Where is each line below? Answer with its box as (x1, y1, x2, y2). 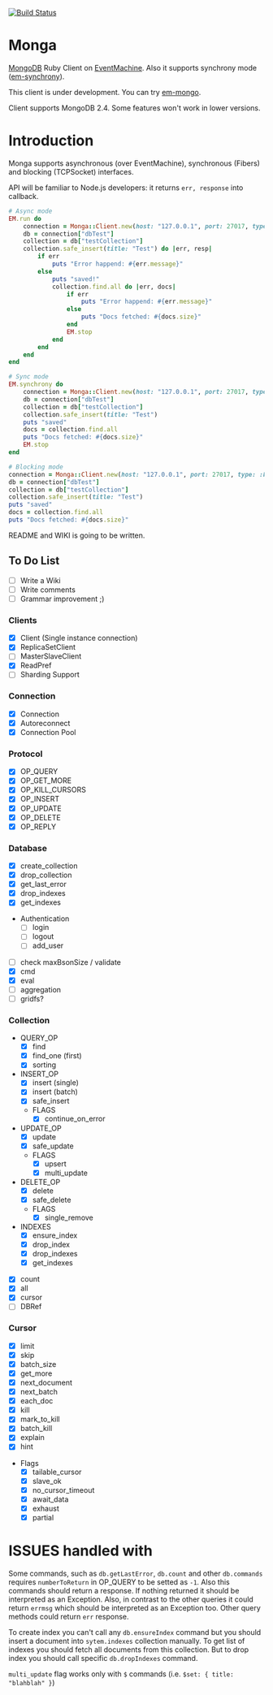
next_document (19, 1377, 73, 1388)
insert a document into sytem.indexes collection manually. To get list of (8, 1636, 245, 1645)
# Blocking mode (8, 463, 63, 471)
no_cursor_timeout (32, 1485, 95, 1494)
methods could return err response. (8, 1611, 129, 1621)
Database (8, 842, 47, 854)
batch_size (19, 1359, 57, 1369)
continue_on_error (44, 1113, 106, 1124)
